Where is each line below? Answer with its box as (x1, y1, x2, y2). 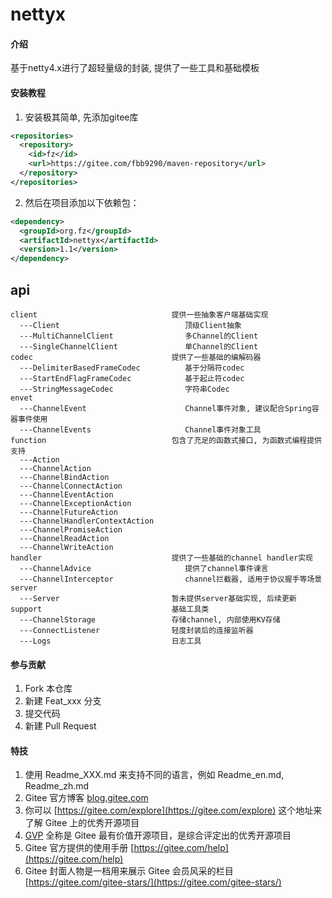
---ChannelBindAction (19, 473, 110, 483)
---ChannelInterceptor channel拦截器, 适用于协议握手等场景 (19, 574, 323, 585)
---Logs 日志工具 (19, 636, 202, 647)
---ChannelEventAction (19, 490, 114, 500)
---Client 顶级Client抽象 (19, 321, 242, 331)
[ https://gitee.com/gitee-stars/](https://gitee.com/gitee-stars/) (24, 876, 282, 888)
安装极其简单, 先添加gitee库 (24, 111, 139, 123)
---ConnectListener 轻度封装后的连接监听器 (19, 626, 254, 636)
